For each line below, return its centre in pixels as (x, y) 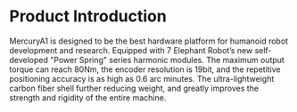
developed (29, 60)
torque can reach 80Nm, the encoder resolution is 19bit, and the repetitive (145, 69)
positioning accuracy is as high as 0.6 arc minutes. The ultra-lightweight (142, 78)
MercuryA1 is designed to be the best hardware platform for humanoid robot (148, 41)
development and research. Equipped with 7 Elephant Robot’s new (131, 50)
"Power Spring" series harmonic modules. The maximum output (168, 60)
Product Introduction (88, 16)
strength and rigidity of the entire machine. (88, 97)
